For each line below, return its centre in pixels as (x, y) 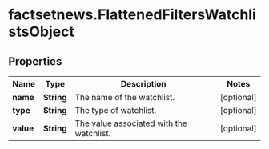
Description (143, 84)
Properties (35, 61)
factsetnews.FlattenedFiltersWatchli (132, 15)
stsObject (41, 32)
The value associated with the (131, 123)
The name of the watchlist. (125, 97)
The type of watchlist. (116, 110)
